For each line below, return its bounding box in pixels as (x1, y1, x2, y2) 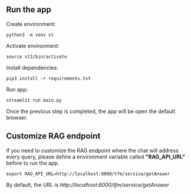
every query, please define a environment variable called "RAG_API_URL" (6, 153, 186, 160)
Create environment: (6, 20, 56, 27)
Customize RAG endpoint (6, 131, 101, 141)
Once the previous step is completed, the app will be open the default (6, 108, 176, 115)
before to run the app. (6, 159, 60, 166)
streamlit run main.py (6, 97, 62, 103)
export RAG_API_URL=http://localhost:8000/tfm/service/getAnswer (6, 171, 170, 177)
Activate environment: (6, 42, 60, 49)
